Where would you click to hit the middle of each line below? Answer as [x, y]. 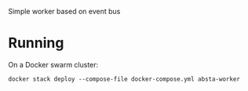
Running [36, 43]
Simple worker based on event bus [64, 11]
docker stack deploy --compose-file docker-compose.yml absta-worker [124, 79]
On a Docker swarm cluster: [53, 64]
